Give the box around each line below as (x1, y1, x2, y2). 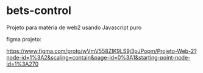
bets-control (6, 4, 71, 18)
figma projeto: (6, 35, 41, 43)
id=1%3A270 (6, 60, 39, 68)
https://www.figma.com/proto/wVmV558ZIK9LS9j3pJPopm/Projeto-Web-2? (6, 47, 197, 55)
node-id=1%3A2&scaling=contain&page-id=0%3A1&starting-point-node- (6, 54, 191, 61)
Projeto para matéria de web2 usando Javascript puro (6, 24, 142, 31)
